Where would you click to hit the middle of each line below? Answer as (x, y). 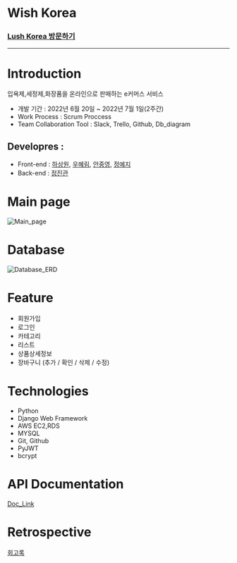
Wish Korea (42, 13)
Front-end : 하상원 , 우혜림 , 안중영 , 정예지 (74, 164)
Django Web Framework (53, 418)
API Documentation (66, 484)
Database (36, 250)
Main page (39, 202)
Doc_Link (21, 503)
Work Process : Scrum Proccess (64, 117)
